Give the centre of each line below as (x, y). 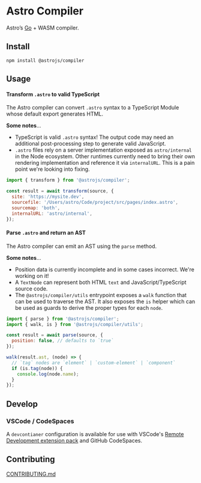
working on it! (32, 275)
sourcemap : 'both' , (36, 208)
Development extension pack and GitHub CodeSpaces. (74, 440)
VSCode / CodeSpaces (40, 421)
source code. (31, 288)
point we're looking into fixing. (52, 169)
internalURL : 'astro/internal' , (52, 214)
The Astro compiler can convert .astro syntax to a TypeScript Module (93, 108)
